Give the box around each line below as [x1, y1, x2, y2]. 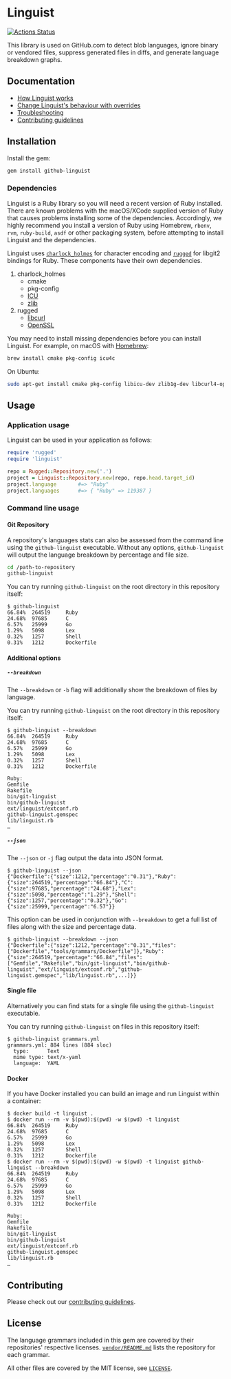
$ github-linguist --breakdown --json [7, 936, 118, 943]
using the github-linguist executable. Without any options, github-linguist [7, 543, 224, 551]
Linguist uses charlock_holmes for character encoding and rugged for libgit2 [7, 249, 221, 257]
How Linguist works [16, 94, 74, 102]
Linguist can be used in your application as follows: [7, 436, 153, 445]
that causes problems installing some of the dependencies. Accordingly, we [7, 213, 222, 222]
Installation [7, 136, 56, 147]
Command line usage [7, 504, 80, 513]
